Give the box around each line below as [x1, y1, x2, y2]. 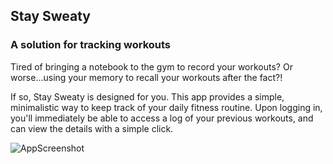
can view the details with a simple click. [10, 122, 174, 134]
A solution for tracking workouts [10, 38, 172, 52]
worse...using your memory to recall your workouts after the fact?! [10, 71, 283, 83]
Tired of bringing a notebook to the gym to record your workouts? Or [10, 60, 293, 73]
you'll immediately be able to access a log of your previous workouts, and [10, 112, 314, 124]
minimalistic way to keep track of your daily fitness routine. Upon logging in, [10, 101, 323, 113]
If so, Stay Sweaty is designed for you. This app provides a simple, [10, 90, 285, 103]
